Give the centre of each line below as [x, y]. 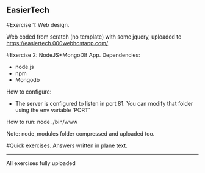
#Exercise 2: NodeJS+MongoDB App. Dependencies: [73, 55]
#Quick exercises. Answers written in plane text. [67, 145]
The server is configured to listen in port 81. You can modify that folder [104, 103]
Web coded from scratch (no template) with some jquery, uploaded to [94, 37]
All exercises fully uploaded [41, 163]
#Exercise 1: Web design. [38, 24]
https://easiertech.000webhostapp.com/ [57, 43]
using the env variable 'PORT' [52, 110]
